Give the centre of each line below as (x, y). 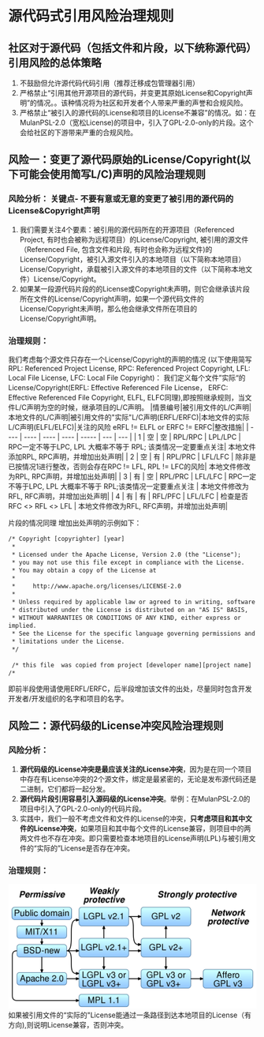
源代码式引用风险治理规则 (91, 16)
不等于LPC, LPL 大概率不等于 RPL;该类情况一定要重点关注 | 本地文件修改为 (129, 486)
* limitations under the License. (68, 641)
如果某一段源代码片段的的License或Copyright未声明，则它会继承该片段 (135, 288)
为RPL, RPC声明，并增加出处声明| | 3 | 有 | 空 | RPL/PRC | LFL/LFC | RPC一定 (132, 476)
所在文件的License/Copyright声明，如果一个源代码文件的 (112, 299)
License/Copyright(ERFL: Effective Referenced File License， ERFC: (118, 387)
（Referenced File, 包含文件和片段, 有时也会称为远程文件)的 (116, 249)
